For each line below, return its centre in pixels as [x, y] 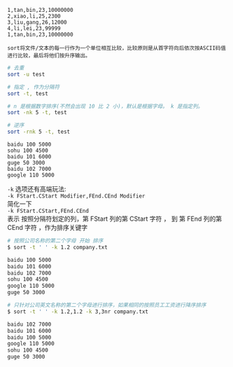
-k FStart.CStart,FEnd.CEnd [48, 211]
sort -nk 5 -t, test [37, 113]
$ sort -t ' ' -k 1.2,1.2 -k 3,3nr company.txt [78, 312]
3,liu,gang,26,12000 [37, 22]
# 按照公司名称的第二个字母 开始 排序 [55, 241]
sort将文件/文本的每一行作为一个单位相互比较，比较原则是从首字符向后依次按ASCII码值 [116, 48]
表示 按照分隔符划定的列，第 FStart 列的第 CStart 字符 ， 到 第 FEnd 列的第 [115, 219]
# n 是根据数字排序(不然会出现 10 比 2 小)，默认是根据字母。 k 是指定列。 [105, 106]
